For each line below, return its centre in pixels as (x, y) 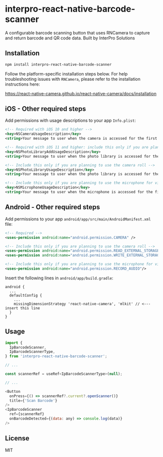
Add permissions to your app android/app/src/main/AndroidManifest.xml (78, 219)
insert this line (23, 308)
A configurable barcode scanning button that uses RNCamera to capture (78, 33)
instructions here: (23, 84)
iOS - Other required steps (46, 109)
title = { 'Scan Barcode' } (33, 401)
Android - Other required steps (53, 207)
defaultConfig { (26, 295)
